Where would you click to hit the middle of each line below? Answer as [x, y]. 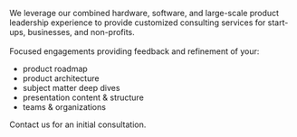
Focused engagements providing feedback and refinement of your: [134, 51]
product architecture [61, 78]
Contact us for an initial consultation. [78, 124]
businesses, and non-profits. [81, 32]
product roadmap [55, 68]
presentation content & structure [83, 97]
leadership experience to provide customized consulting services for [138, 23]
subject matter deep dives [71, 88]
